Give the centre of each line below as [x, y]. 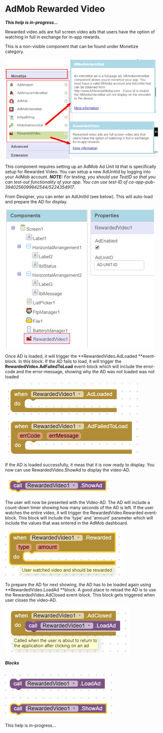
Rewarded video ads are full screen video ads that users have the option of [80, 32]
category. [15, 51]
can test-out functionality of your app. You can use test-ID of [66, 182]
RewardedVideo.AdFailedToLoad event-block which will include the [73, 366]
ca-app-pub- [142, 182]
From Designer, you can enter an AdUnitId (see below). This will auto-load [79, 196]
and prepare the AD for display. [36, 201]
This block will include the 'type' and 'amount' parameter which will [86, 517]
